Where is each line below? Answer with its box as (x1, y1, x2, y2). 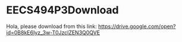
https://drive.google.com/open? (98, 23, 176, 30)
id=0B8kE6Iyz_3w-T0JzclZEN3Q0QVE (6, 29, 100, 36)
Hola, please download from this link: (6, 23, 97, 30)
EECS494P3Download (6, 3, 119, 17)
